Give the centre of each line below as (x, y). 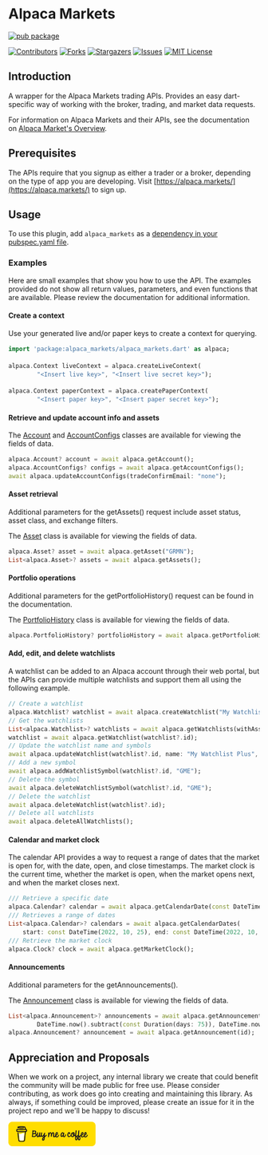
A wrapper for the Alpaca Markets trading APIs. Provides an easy (115, 96)
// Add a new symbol (43, 763)
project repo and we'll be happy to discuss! (79, 1111)
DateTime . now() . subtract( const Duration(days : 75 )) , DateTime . (144, 1024)
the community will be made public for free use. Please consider (114, 1086)
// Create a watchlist (46, 704)
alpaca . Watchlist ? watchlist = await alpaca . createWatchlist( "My (119, 712)
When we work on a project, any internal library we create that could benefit (133, 1077)
